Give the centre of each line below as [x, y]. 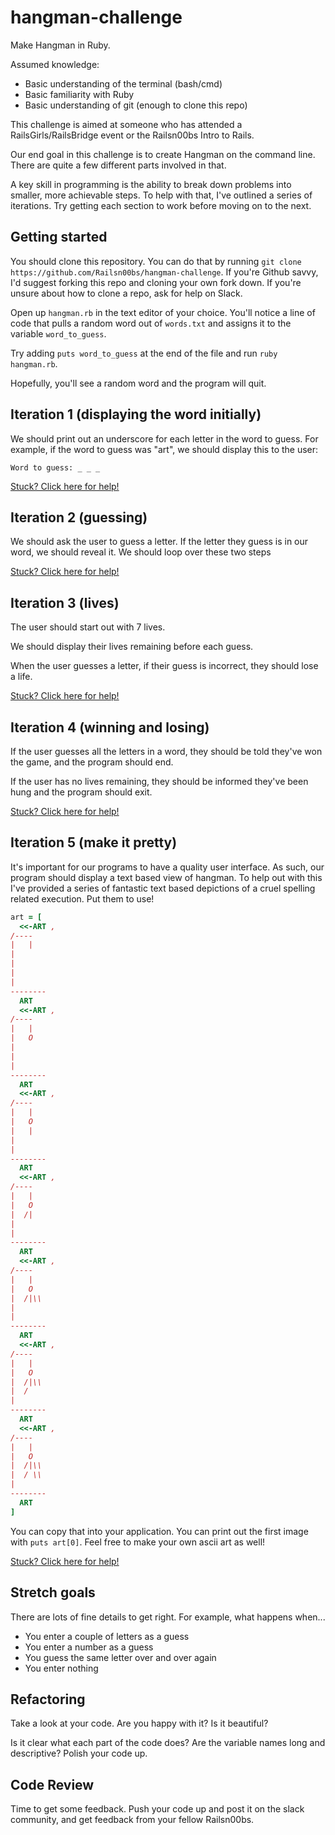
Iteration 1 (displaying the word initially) [136, 414]
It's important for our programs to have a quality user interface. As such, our [167, 867]
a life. [21, 677]
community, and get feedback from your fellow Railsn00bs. [132, 1820]
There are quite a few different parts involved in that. [118, 165]
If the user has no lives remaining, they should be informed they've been [159, 781]
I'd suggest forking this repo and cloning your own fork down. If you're [156, 282]
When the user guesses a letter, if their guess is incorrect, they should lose [164, 666]
